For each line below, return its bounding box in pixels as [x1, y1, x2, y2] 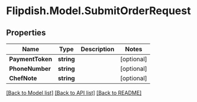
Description [80, 45, 115, 53]
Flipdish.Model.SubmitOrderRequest [6, 4, 191, 18]
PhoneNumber [9, 65, 51, 73]
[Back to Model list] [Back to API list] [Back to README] [6, 90, 142, 96]
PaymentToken [9, 55, 52, 63]
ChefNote [9, 74, 37, 82]
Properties [6, 28, 46, 38]
